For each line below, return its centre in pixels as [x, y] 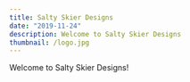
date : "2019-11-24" [45, 26]
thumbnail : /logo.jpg [50, 42]
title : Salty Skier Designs [62, 17]
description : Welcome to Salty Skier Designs [95, 34]
